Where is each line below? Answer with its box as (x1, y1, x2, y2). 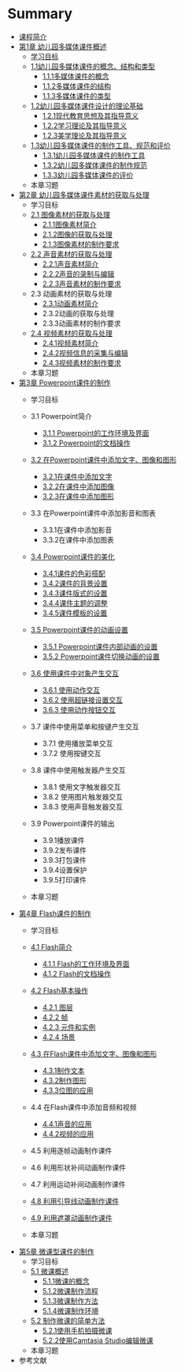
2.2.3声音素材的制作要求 (42, 278, 121, 289)
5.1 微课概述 (30, 1266, 68, 1276)
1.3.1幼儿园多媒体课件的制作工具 (42, 150, 146, 160)
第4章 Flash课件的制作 (18, 909, 91, 918)
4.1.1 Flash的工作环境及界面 (42, 958, 131, 969)
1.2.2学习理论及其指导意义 (42, 120, 128, 130)
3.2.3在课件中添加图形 (42, 491, 115, 501)
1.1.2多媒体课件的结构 (42, 81, 112, 91)
